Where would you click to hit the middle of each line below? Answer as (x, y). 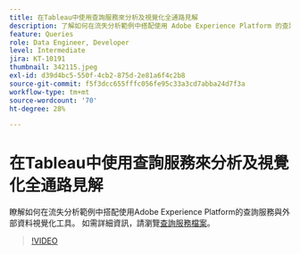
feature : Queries (42, 34)
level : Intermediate (48, 51)
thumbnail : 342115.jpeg (54, 68)
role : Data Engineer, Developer (69, 42)
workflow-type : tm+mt (50, 92)
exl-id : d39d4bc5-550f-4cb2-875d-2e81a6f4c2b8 (97, 76)
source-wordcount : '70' (54, 100)
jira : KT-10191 (37, 59)
